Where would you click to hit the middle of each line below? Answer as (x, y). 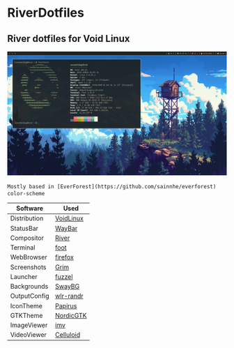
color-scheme (26, 193)
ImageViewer (29, 325)
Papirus (66, 305)
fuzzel (64, 276)
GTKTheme (26, 315)
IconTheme (26, 305)
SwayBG (68, 286)
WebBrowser (29, 257)
